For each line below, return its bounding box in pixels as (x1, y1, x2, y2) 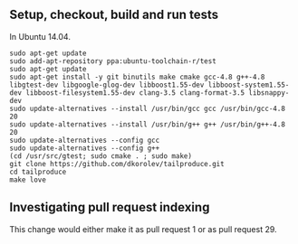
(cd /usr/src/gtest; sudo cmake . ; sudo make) (9, 151, 193, 161)
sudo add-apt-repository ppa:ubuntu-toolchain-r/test (9, 56, 217, 66)
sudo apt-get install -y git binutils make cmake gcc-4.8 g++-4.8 (9, 72, 265, 81)
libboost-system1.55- (207, 80, 290, 89)
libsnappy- (248, 88, 290, 98)
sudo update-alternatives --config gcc (9, 136, 160, 145)
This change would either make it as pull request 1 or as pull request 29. (9, 223, 278, 234)
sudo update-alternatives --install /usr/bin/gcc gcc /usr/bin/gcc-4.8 (9, 104, 285, 113)
